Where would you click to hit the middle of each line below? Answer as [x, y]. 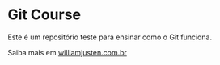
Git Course [44, 15]
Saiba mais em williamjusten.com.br [67, 52]
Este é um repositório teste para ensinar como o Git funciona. [110, 37]
